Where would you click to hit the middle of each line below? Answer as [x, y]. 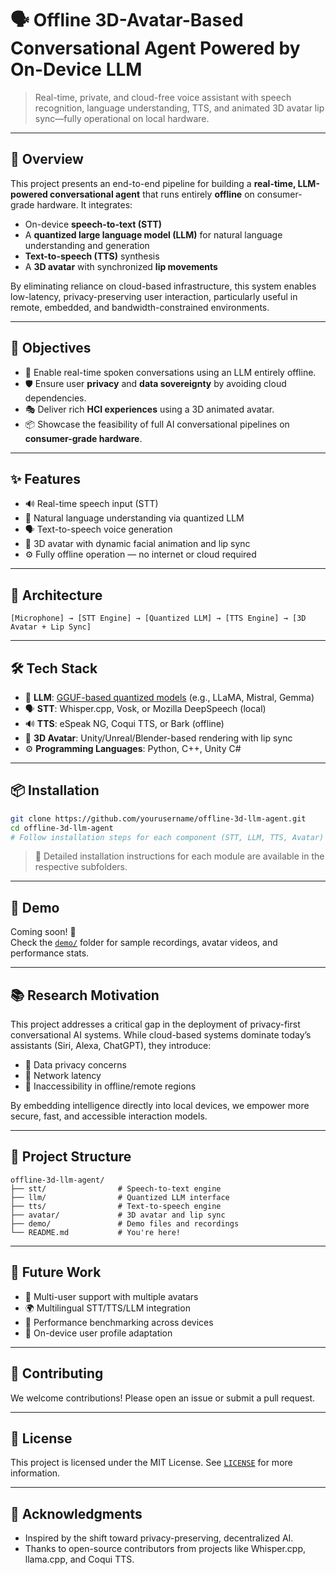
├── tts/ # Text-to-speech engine [116, 1206]
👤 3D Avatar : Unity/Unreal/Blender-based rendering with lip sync [158, 738]
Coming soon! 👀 [43, 932]
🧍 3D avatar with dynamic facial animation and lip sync [137, 544]
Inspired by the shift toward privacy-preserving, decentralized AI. [159, 1538]
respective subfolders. [81, 867]
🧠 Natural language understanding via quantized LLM [134, 518]
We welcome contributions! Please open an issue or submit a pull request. [163, 1398]
